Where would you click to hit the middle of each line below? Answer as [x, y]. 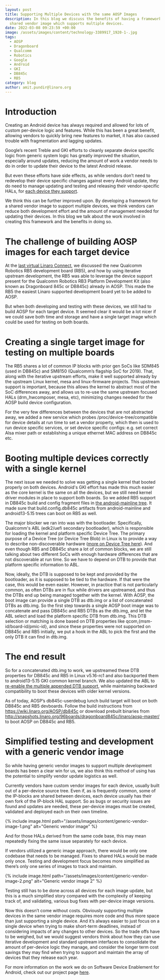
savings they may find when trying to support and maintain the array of [77, 952]
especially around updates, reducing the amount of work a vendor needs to [82, 161]
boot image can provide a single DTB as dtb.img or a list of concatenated [79, 601]
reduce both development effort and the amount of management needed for [82, 211]
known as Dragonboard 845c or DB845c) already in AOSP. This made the [79, 287]
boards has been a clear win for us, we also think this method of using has [80, 771]
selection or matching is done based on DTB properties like [65, 621]
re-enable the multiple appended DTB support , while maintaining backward [81, 686]
